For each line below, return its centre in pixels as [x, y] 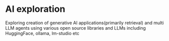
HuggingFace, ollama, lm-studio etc [42, 33]
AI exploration [35, 9]
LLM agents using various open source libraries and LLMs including [76, 28]
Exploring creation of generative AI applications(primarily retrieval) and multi [84, 23]
